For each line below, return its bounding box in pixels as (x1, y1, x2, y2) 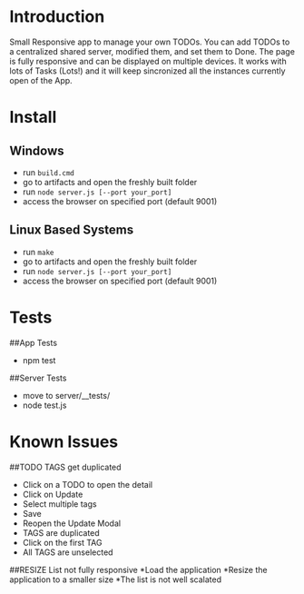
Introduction (9, 6, 105, 27)
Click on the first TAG (22, 537, 103, 548)
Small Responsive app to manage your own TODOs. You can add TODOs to (9, 36, 290, 47)
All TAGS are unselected (22, 547, 113, 558)
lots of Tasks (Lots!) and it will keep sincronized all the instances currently (9, 65, 286, 76)
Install (9, 107, 57, 128)
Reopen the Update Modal (22, 518, 121, 529)
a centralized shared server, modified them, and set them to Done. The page (9, 45, 295, 56)
